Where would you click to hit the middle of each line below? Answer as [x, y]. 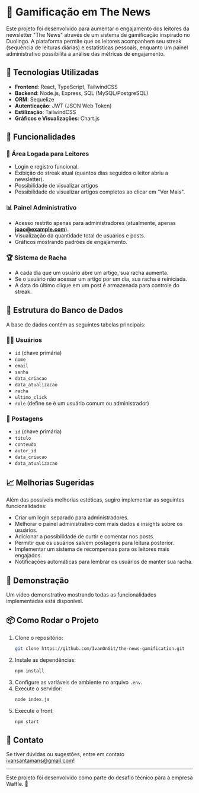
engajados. [28, 556]
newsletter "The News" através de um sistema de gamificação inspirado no [98, 34]
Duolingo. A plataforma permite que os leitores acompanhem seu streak [94, 41]
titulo [23, 439]
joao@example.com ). [42, 229]
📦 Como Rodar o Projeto [52, 621]
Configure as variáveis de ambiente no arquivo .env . [78, 682]
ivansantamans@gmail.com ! [41, 761]
